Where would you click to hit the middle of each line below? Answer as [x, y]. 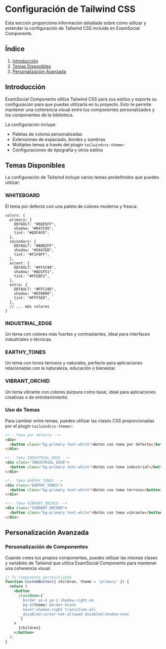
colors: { [15, 215]
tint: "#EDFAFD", [32, 233]
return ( [19, 587]
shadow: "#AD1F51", [34, 272]
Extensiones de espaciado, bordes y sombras [59, 139]
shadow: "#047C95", [34, 228]
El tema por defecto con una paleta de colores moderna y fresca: [71, 206]
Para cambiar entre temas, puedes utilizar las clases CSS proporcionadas [80, 420]
